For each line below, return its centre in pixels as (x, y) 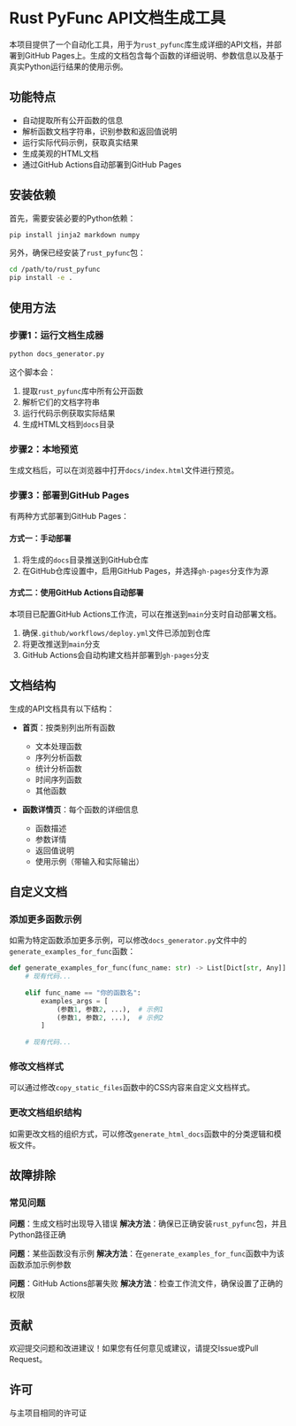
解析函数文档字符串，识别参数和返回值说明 (99, 131)
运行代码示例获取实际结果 (68, 413)
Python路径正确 (38, 1235)
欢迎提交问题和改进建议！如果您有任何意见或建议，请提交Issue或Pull (134, 1348)
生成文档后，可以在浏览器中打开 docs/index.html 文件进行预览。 (124, 470)
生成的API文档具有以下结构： (62, 709)
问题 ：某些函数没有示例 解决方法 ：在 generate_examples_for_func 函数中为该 (147, 1253)
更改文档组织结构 (46, 1112)
